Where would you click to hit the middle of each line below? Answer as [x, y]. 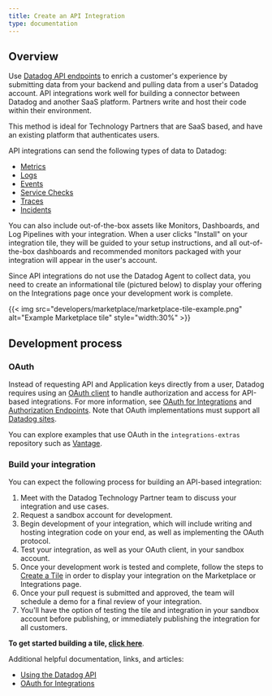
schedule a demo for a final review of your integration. [111, 602]
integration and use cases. [65, 506]
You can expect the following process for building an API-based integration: [135, 482]
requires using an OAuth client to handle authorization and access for [125, 393]
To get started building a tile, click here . [76, 643]
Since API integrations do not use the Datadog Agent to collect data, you [130, 276]
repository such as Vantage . [56, 443]
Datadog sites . [32, 419]
